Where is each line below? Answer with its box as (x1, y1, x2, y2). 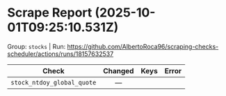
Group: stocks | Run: (7, 42, 66, 50)
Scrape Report (7, 5, 92, 21)
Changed (103, 66, 134, 75)
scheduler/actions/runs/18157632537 (7, 50, 114, 58)
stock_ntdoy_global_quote (10, 78, 97, 86)
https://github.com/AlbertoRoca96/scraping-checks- (67, 42, 219, 50)
